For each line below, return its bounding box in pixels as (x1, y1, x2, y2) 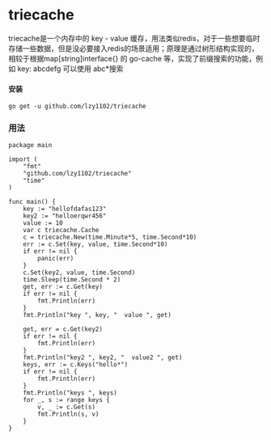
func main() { (8, 198, 57, 206)
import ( (8, 155, 38, 163)
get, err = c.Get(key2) (23, 325, 104, 333)
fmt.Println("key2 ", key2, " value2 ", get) (23, 353, 183, 362)
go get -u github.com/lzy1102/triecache (8, 103, 147, 111)
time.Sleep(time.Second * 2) (23, 276, 121, 284)
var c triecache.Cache (23, 226, 100, 235)
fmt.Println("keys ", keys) (23, 389, 117, 397)
